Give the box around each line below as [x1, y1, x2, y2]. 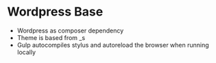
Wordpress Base [7, 4, 104, 20]
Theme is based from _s [16, 33, 86, 41]
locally [16, 48, 36, 56]
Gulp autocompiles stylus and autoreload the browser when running [16, 41, 209, 49]
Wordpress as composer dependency [16, 26, 124, 35]
